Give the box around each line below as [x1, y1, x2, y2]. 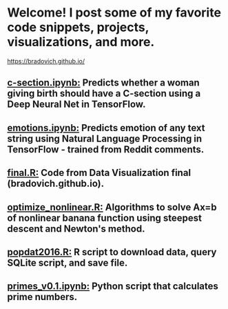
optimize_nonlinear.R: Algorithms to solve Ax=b [7, 201, 217, 213]
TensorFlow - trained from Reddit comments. [7, 143, 205, 155]
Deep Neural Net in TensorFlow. [7, 99, 146, 110]
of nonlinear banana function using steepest [7, 212, 202, 223]
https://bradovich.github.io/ [7, 57, 85, 65]
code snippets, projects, [7, 19, 149, 35]
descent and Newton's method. [7, 223, 145, 235]
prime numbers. [7, 291, 78, 303]
